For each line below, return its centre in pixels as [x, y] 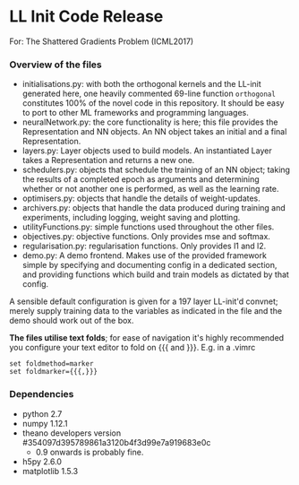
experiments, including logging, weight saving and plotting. [131, 218]
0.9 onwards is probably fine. [90, 452]
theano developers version [72, 433]
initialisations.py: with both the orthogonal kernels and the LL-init [141, 84]
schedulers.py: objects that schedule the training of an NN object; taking [156, 170]
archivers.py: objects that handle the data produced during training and [154, 208]
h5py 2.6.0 [42, 461]
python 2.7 [42, 413]
